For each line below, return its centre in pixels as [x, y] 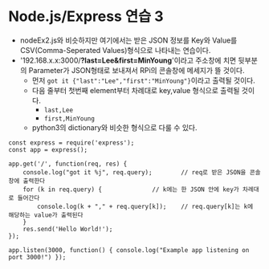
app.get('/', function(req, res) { [68, 164]
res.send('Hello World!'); [68, 229]
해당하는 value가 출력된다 [46, 215]
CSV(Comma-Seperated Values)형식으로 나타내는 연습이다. [115, 50]
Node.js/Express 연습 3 [86, 16]
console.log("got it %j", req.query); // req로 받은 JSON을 [134, 172]
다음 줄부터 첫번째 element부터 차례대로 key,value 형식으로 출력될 [136, 90]
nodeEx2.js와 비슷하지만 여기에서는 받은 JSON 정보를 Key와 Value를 [128, 40]
